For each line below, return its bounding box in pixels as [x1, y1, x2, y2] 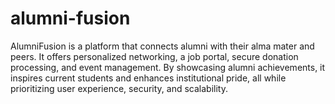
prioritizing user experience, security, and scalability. [10, 82, 228, 94]
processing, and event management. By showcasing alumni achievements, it [10, 61, 326, 73]
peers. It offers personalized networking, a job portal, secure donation [10, 50, 299, 62]
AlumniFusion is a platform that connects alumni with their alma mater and [10, 40, 315, 52]
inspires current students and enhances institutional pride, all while [10, 72, 287, 84]
